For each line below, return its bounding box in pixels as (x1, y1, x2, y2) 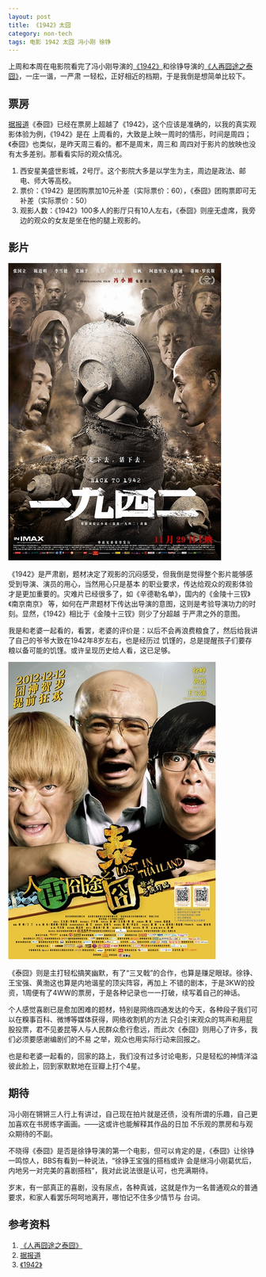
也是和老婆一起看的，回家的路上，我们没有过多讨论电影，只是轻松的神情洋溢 (8, 1051, 258, 1061)
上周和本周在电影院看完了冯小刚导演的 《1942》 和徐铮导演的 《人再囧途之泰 (8, 62, 253, 71)
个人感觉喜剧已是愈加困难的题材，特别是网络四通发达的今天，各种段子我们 (8, 1004, 251, 1014)
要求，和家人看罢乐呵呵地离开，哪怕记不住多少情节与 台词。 (8, 1192, 204, 1202)
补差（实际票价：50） (19, 196, 91, 205)
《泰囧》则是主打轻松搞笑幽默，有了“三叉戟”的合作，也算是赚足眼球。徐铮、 (8, 968, 257, 977)
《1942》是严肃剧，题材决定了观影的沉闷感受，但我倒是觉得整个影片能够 (8, 569, 246, 579)
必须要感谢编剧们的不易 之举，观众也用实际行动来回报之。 (14, 1034, 204, 1044)
